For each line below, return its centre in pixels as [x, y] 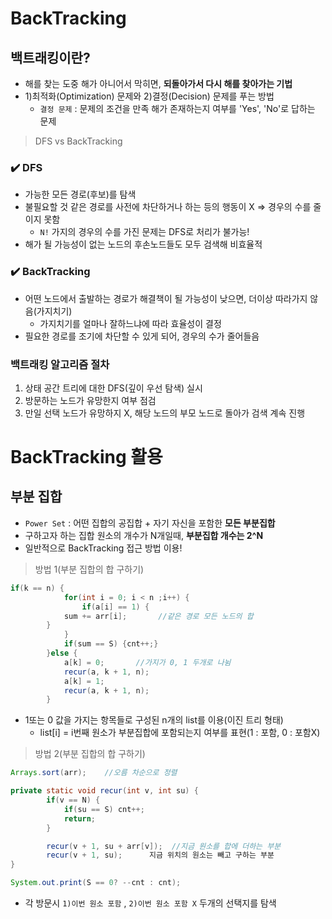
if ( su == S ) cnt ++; [104, 809]
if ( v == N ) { [73, 800]
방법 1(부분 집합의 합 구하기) [89, 569]
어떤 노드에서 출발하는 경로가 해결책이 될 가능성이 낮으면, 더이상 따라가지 [166, 298]
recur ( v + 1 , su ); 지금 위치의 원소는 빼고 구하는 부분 [160, 855]
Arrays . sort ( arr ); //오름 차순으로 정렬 [94, 773]
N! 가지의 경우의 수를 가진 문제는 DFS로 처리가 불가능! [144, 232]
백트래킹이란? [50, 57]
